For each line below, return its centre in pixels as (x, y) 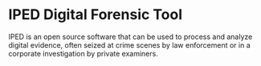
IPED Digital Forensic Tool (96, 15)
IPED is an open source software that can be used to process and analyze (130, 37)
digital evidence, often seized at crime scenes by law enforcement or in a (129, 45)
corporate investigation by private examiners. (83, 53)
